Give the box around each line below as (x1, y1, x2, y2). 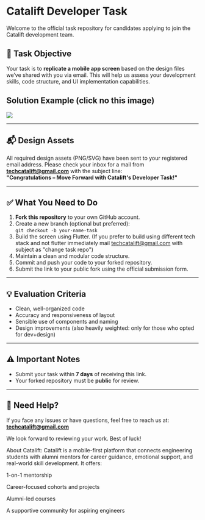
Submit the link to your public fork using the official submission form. (15, 265, 189, 272)
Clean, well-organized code (15, 305, 85, 312)
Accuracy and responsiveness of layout (15, 312, 115, 318)
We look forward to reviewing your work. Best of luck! (6, 435, 142, 442)
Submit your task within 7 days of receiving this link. (15, 370, 147, 377)
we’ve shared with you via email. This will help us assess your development (6, 71, 196, 79)
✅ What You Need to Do (6, 197, 98, 208)
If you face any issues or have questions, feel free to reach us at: (6, 416, 170, 424)
